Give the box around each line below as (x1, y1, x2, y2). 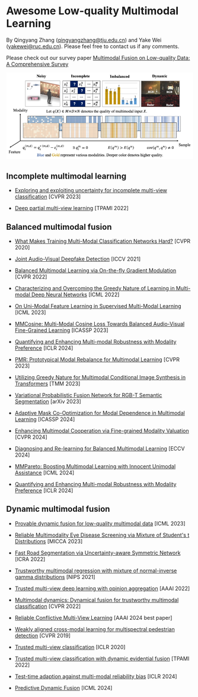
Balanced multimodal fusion (6, 221, 112, 232)
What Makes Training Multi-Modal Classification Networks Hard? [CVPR (14, 237, 191, 245)
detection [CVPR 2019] (14, 632, 71, 639)
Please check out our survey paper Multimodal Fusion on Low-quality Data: (6, 54, 190, 61)
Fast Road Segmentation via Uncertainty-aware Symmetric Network (14, 549, 181, 556)
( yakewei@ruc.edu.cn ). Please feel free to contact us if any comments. (6, 43, 180, 50)
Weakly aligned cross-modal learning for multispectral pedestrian (14, 625, 175, 633)
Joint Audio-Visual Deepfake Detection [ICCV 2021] (14, 255, 141, 262)
